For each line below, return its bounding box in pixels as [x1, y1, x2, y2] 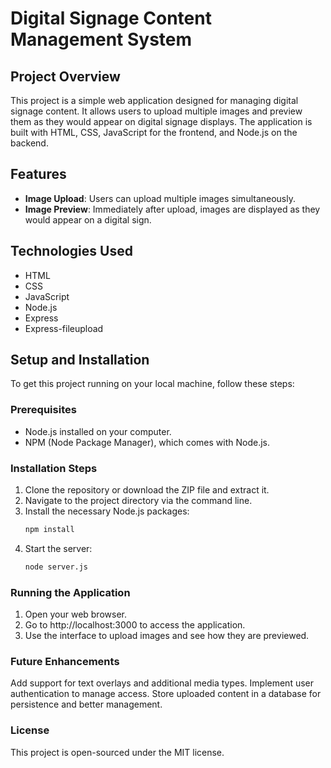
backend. [10, 137, 49, 149]
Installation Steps [10, 461, 98, 475]
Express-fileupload [24, 322, 104, 334]
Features [10, 166, 67, 183]
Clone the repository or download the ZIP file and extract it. [24, 484, 270, 496]
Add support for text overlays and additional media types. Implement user [10, 677, 314, 689]
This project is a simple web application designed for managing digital [10, 95, 299, 106]
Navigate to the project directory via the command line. [24, 495, 253, 507]
